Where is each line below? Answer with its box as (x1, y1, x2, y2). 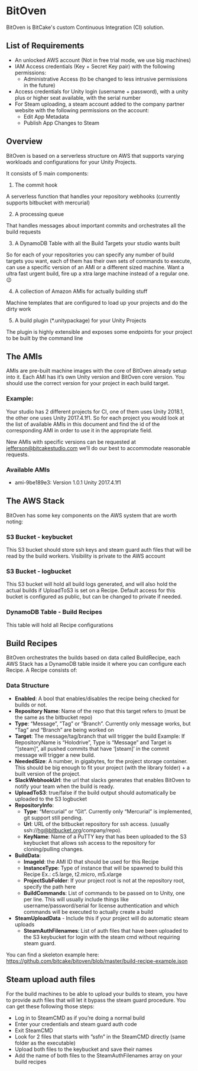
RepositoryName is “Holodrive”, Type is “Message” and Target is (14, 738, 172, 746)
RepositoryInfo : (14, 802, 54, 809)
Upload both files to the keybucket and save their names (14, 1046, 152, 1053)
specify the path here (23, 883, 76, 890)
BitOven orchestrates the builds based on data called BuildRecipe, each (6, 654, 181, 661)
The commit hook (14, 181, 58, 188)
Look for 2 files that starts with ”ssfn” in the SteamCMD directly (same (14, 1033, 186, 1040)
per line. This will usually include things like (23, 896, 129, 903)
